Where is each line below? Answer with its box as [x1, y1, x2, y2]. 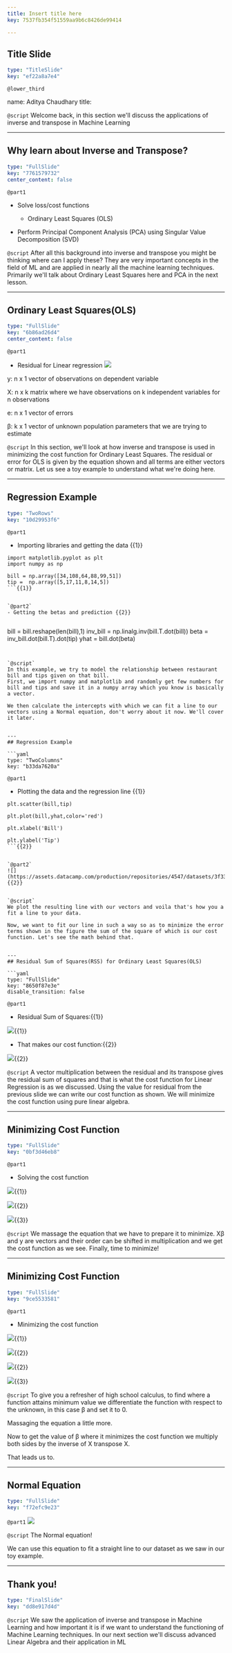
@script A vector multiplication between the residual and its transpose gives [7, 1067, 224, 1076]
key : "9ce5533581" [7, 1295, 60, 1302]
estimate [7, 429, 32, 437]
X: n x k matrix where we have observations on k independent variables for [7, 388, 220, 396]
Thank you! [7, 1578, 57, 1590]
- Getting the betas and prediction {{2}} [7, 608, 131, 616]
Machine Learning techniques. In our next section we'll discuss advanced [7, 1630, 216, 1638]
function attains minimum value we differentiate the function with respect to [7, 1398, 222, 1406]
